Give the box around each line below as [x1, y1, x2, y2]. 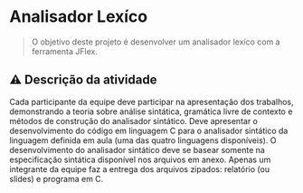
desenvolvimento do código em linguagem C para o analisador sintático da [9, 125, 289, 136]
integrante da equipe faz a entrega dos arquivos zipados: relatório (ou [9, 163, 270, 174]
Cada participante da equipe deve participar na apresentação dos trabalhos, [9, 96, 294, 107]
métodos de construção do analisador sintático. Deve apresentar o [9, 115, 258, 126]
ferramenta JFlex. [31, 45, 98, 56]
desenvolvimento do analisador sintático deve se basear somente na [9, 144, 265, 155]
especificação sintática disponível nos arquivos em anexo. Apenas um [9, 154, 271, 165]
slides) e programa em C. [9, 173, 104, 184]
